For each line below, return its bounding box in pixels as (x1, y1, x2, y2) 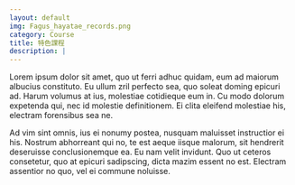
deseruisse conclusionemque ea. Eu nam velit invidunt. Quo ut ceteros (9, 146, 272, 158)
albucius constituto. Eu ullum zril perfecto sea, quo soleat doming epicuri (9, 81, 281, 92)
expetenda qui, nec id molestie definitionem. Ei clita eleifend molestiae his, (9, 100, 287, 111)
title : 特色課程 (9, 38, 65, 48)
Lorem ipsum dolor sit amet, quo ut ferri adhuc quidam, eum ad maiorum (9, 71, 280, 82)
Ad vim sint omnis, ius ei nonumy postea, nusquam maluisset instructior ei (9, 127, 285, 138)
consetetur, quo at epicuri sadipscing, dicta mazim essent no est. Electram (9, 156, 287, 167)
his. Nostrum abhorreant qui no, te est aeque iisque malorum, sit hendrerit (9, 137, 284, 148)
